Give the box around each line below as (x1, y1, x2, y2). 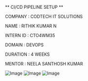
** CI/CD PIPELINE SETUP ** (5, 4, 64, 10)
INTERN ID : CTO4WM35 (5, 33, 55, 38)
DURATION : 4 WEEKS (5, 51, 50, 57)
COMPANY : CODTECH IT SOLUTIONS (5, 14, 83, 19)
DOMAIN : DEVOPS (5, 42, 44, 48)
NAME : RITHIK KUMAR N (5, 23, 57, 29)
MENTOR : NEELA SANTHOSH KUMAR (5, 61, 83, 66)
